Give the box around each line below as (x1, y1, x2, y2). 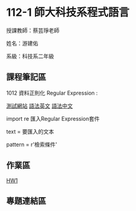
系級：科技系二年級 (6, 52, 54, 59)
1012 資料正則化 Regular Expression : (6, 89, 98, 96)
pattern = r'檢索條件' (6, 141, 57, 148)
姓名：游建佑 (6, 39, 38, 47)
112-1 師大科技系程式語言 (6, 5, 130, 19)
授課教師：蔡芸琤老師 (6, 27, 59, 34)
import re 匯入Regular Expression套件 (6, 115, 100, 122)
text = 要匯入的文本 (6, 128, 54, 135)
